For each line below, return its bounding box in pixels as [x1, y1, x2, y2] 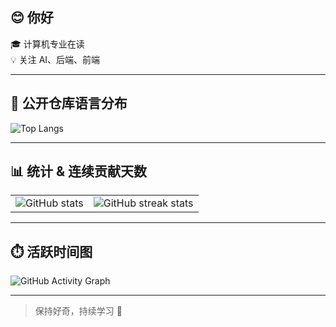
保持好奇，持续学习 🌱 [34, 305, 123, 317]
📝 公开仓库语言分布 [10, 95, 128, 112]
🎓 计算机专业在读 [10, 38, 85, 50]
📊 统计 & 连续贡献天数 [10, 163, 148, 180]
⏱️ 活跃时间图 [10, 243, 93, 260]
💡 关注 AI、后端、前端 [10, 53, 101, 65]
